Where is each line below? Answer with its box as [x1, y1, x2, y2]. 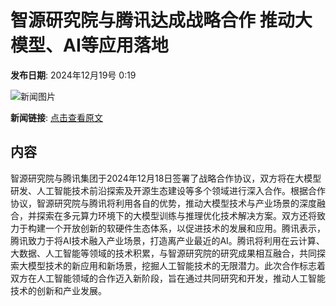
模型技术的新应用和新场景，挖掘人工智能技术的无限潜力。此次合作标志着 [27, 259, 326, 271]
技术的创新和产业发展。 [10, 284, 107, 296]
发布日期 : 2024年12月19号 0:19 [10, 69, 137, 81]
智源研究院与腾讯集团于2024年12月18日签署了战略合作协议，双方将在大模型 [10, 172, 322, 184]
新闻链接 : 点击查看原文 [10, 111, 103, 123]
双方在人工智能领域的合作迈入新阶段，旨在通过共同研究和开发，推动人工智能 [10, 272, 326, 284]
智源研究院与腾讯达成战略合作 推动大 [10, 9, 313, 32]
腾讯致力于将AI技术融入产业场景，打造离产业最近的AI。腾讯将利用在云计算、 [10, 234, 325, 246]
